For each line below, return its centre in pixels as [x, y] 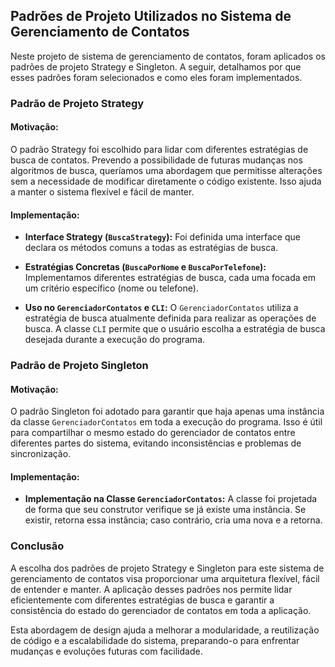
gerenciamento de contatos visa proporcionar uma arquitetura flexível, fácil [165, 578]
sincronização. [41, 454]
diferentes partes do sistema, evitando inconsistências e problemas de [156, 443]
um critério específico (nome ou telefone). [111, 288]
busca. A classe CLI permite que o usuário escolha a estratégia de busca [175, 329]
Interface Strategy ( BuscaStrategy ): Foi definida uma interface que [162, 237]
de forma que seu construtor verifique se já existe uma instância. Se [165, 510]
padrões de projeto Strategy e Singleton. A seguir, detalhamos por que [156, 66]
